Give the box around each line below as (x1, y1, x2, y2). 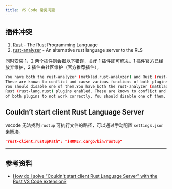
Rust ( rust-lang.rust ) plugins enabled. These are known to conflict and (5, 89, 166, 94)
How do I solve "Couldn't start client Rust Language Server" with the (12, 173, 158, 179)
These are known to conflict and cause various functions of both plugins (5, 79, 168, 85)
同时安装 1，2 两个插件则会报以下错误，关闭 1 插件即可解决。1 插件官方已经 (5, 58, 164, 64)
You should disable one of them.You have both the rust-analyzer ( (5, 84, 153, 89)
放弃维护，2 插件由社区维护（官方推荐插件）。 (5, 64, 101, 70)
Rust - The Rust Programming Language (12, 42, 98, 48)
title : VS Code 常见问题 (5, 7, 55, 13)
